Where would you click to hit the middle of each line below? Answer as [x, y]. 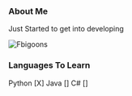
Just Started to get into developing [66, 29]
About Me [28, 11]
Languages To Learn [49, 65]
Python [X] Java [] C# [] [48, 83]
